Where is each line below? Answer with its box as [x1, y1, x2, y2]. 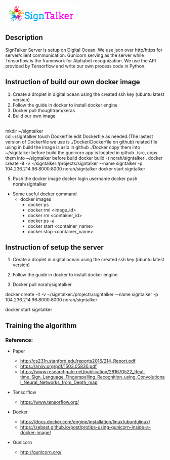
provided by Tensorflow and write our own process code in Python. [5, 63, 146, 69]
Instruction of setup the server [5, 243, 104, 252]
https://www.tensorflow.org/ [20, 399, 79, 405]
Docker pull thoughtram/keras [12, 107, 75, 113]
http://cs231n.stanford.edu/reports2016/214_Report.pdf [20, 358, 136, 364]
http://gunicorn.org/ [20, 449, 62, 455]
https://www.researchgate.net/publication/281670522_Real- [20, 369, 146, 375]
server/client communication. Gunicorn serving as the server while [5, 52, 144, 58]
